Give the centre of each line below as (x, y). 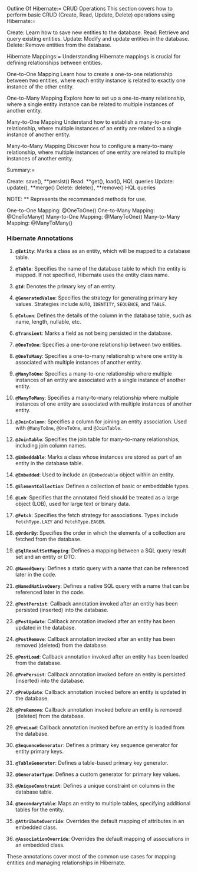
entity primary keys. (39, 752)
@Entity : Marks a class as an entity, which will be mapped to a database (103, 251)
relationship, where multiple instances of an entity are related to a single (94, 128)
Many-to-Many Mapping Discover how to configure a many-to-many (90, 146)
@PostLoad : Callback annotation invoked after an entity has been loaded (101, 657)
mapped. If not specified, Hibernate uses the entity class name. (92, 275)
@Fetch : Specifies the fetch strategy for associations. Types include (97, 515)
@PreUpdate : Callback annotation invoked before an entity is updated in (100, 692)
